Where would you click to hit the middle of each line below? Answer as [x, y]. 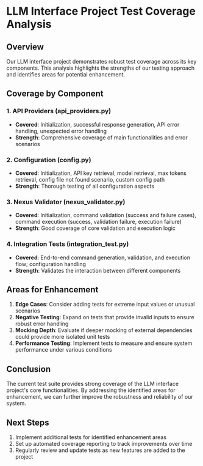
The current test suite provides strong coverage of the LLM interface [92, 384]
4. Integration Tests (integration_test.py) [68, 244]
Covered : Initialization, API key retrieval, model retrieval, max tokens [101, 173]
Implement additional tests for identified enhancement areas [91, 437]
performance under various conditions [63, 350]
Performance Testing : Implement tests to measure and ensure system [104, 343]
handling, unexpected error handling [61, 131]
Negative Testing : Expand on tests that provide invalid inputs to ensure [105, 317]
